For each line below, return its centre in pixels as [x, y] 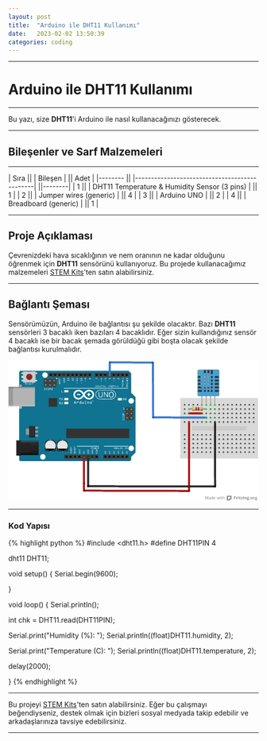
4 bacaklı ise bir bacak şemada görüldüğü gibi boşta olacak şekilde [118, 340]
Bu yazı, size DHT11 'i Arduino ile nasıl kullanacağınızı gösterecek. [115, 119]
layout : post [30, 17]
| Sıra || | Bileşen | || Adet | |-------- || [70, 178]
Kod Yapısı [29, 526]
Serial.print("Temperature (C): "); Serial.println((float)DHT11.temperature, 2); [132, 651]
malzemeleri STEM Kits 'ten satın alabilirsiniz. [81, 272]
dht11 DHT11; [29, 559]
